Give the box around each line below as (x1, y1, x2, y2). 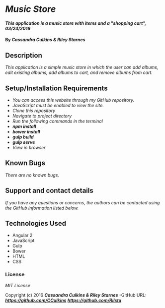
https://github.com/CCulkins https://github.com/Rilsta (5, 297, 122, 303)
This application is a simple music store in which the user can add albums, (5, 64, 159, 70)
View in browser (12, 145, 46, 150)
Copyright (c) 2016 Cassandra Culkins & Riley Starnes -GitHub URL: (5, 292, 147, 298)
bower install (12, 129, 40, 134)
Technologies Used (5, 219, 66, 228)
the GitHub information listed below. (5, 205, 79, 211)
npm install (12, 123, 36, 129)
